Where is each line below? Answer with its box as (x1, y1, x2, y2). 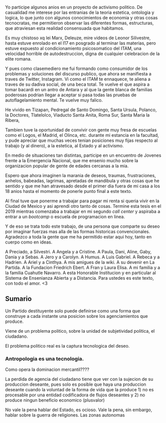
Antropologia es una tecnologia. (5, 355, 84, 362)
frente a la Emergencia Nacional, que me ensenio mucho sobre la (5, 158, 139, 163)
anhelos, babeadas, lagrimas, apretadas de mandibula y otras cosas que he (5, 178, 160, 183)
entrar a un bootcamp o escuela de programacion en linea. (5, 214, 125, 220)
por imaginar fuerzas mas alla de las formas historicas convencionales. (5, 229, 150, 235)
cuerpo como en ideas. (5, 239, 53, 245)
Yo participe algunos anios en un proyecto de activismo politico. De (5, 4, 143, 10)
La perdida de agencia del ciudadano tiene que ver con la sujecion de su (5, 376, 154, 382)
